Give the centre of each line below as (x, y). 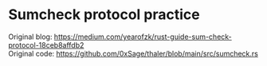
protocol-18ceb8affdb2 (46, 45)
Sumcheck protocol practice (104, 15)
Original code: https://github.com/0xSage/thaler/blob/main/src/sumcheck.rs (133, 53)
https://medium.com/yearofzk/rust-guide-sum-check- (143, 37)
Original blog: (30, 37)
